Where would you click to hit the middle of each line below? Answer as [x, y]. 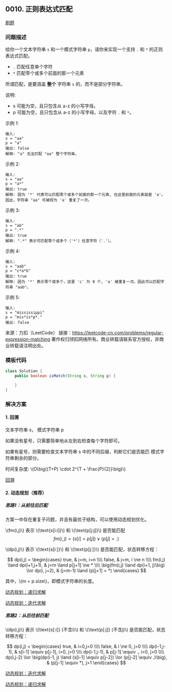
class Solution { [24, 371]
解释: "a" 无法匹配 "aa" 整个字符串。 [42, 154]
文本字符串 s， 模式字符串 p [35, 430]
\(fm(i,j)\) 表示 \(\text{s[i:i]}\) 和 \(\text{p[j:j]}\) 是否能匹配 [65, 530]
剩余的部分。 [28, 458]
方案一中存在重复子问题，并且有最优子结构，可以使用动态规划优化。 [77, 519]
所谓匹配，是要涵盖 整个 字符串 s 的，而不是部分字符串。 [65, 84]
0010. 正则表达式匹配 [39, 9]
